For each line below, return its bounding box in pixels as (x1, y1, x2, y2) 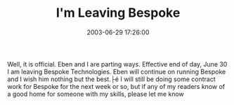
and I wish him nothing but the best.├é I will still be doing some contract (7, 75, 216, 83)
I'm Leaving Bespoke (56, 5, 181, 21)
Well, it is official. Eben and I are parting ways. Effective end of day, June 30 (7, 59, 228, 68)
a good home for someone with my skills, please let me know (7, 90, 184, 98)
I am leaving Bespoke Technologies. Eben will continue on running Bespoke (7, 67, 226, 76)
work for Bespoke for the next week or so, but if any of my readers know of (7, 82, 226, 90)
